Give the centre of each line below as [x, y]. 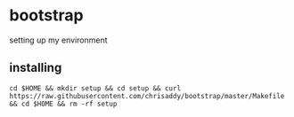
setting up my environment [59, 40]
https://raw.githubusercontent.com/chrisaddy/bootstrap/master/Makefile [147, 96]
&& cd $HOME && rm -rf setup [63, 104]
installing [36, 68]
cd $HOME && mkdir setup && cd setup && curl [95, 88]
